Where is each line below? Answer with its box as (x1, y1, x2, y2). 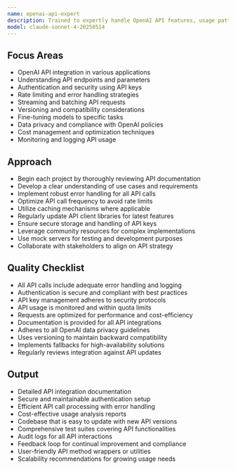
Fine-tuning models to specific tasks (17, 113, 124, 122)
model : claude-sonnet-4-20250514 (7, 23, 105, 30)
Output (7, 369, 39, 381)
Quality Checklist (7, 262, 85, 274)
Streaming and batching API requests (17, 98, 126, 106)
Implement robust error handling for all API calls (17, 189, 156, 198)
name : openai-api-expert (7, 10, 80, 18)
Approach (7, 155, 52, 167)
